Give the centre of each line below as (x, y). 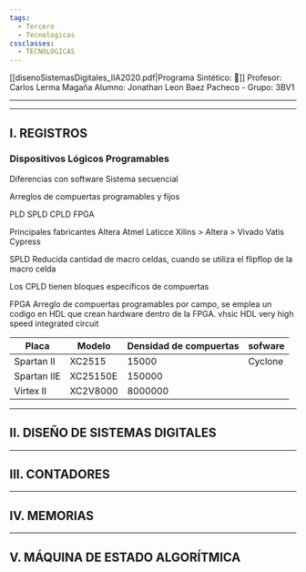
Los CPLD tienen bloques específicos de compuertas (109, 286)
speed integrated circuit (54, 323)
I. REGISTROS (49, 133)
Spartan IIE (37, 376)
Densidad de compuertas (183, 345)
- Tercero (36, 26)
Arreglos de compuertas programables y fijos (95, 196)
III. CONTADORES (60, 475)
